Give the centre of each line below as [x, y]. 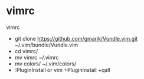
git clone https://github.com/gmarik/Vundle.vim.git [76, 38]
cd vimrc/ [26, 51]
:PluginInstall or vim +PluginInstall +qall [62, 70]
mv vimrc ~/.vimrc [37, 57]
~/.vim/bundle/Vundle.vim [46, 45]
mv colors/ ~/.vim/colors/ [45, 64]
